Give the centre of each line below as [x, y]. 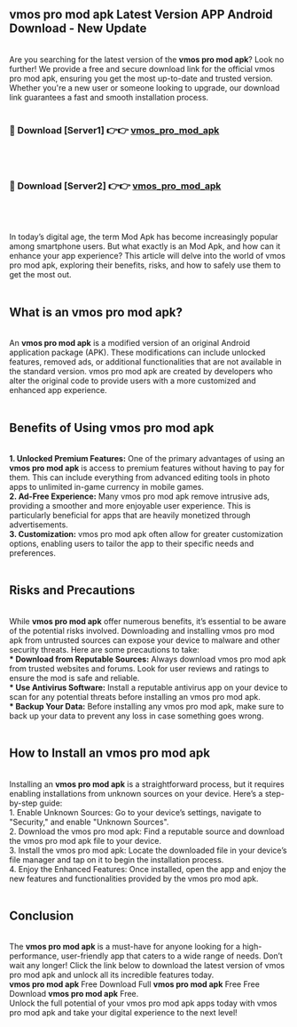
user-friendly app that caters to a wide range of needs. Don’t [172, 956]
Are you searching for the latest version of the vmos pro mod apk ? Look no [147, 59]
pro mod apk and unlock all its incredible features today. [112, 975]
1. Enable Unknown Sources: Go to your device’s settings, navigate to [135, 812]
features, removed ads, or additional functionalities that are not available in [145, 362]
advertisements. [39, 525]
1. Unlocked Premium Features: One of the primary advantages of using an [147, 459]
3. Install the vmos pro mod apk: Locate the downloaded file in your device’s [148, 850]
